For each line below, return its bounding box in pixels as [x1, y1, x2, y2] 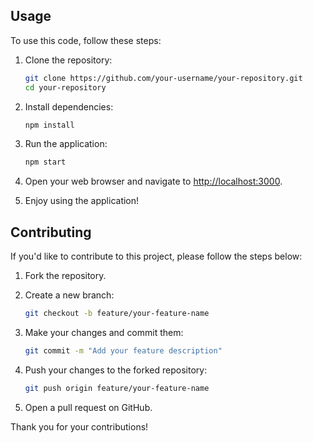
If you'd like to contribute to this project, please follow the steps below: [10, 250, 303, 263]
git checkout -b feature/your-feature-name [24, 309, 210, 319]
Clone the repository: [24, 54, 113, 66]
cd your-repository [24, 82, 107, 93]
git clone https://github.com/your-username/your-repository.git [24, 73, 303, 83]
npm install [24, 120, 75, 130]
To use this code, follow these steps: [10, 34, 162, 46]
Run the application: [24, 138, 108, 150]
